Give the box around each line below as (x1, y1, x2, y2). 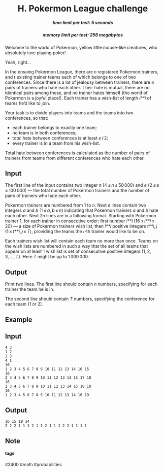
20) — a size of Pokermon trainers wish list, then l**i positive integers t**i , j (5, 223, 158, 229)
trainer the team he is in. (5, 286, 55, 292)
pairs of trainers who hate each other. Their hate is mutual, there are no (5, 84, 150, 90)
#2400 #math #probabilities (5, 461, 62, 467)
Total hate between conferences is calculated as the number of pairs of (5, 150, 150, 156)
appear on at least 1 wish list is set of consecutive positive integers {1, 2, (5, 248, 151, 254)
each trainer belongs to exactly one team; (12, 124, 97, 131)
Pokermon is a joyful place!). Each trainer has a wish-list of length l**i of (5, 95, 152, 101)
